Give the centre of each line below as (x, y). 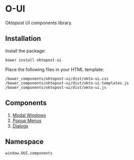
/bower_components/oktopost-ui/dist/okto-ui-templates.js (67, 83)
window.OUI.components (29, 153)
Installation (23, 39)
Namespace (25, 142)
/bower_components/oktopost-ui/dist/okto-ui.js (56, 87)
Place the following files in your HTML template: (55, 69)
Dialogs (20, 126)
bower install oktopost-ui (33, 60)
